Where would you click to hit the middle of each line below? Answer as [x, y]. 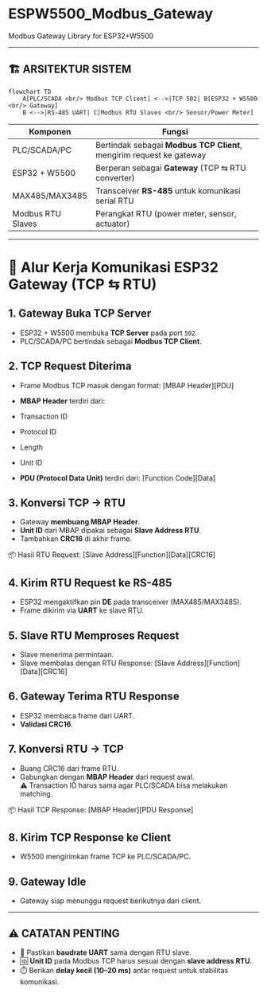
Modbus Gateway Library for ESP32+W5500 [81, 36]
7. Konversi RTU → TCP [66, 749]
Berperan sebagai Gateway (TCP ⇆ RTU [170, 168]
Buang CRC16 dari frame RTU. [69, 768]
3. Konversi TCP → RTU [67, 502]
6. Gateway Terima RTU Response [94, 697]
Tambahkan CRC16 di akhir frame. [76, 539]
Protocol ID [38, 431]
